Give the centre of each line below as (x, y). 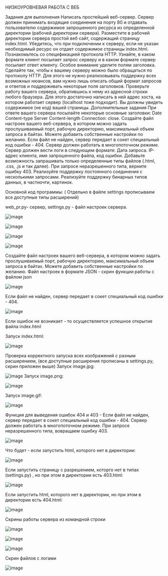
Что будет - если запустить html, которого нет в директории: (70, 450)
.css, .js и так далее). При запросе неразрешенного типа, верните (76, 166)
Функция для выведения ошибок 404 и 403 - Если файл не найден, (77, 415)
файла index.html (23, 326)
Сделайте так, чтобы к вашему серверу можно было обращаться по (79, 70)
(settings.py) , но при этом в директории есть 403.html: (64, 475)
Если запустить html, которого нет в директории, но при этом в (73, 494)
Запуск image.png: (44, 376)
